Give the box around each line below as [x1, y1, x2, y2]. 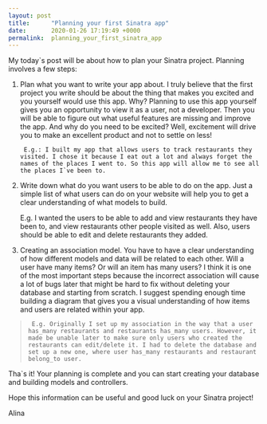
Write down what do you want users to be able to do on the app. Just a [19, 181, 253, 190]
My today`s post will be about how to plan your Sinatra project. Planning [8, 56, 245, 65]
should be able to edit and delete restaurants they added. [19, 230, 209, 240]
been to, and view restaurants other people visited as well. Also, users [19, 222, 251, 231]
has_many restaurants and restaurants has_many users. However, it [27, 328, 257, 336]
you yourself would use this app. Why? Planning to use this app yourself [19, 96, 257, 106]
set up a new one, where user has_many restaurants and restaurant [27, 348, 257, 356]
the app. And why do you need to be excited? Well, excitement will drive [19, 122, 257, 132]
